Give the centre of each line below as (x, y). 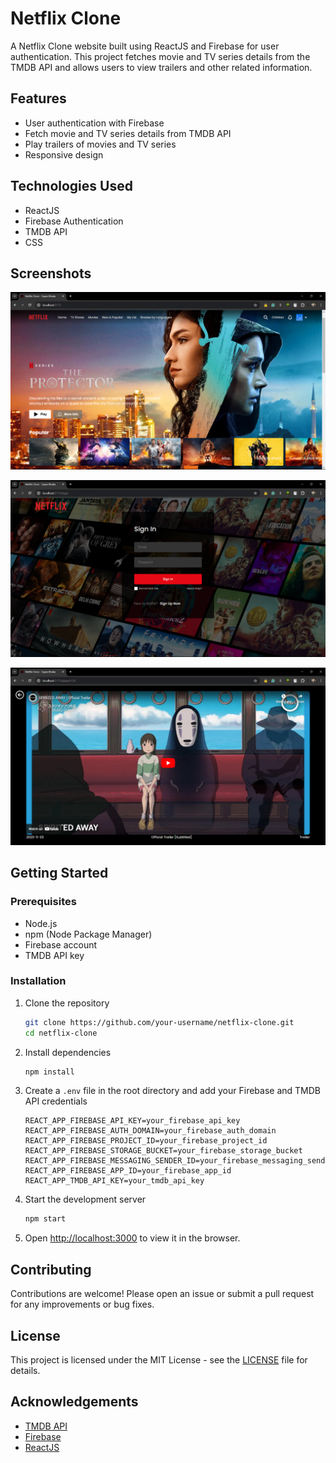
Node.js (41, 923)
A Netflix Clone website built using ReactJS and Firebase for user (145, 46)
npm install (49, 1072)
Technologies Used (71, 186)
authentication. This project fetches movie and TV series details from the (160, 56)
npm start (45, 1219)
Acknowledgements (74, 1402)
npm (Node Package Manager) (88, 934)
